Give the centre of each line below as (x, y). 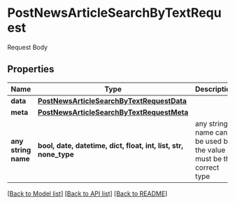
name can (211, 132)
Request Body (27, 47)
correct (207, 168)
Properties (31, 69)
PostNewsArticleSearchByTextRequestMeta (113, 112)
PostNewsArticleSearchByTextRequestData (112, 101)
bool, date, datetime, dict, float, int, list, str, (111, 145)
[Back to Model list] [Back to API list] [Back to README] (87, 193)
